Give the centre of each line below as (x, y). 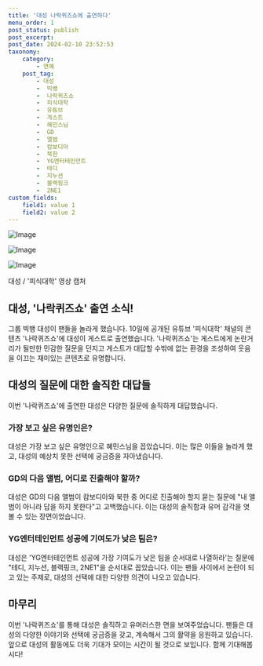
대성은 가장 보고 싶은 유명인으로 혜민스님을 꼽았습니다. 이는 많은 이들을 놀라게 (126, 446)
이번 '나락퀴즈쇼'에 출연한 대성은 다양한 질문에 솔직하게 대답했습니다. (113, 406)
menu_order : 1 (31, 23)
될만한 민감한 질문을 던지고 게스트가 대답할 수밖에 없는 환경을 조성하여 (130, 348)
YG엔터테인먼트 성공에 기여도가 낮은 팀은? (83, 539)
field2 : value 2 (49, 213)
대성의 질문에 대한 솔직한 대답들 (80, 385)
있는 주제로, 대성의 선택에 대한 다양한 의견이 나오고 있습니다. (108, 577)
